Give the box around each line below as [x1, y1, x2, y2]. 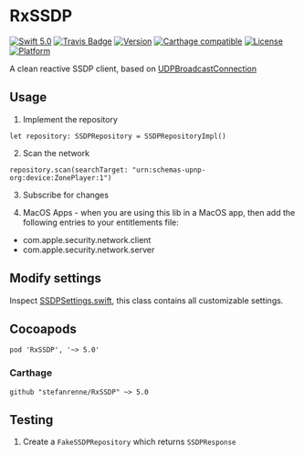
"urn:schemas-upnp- [131, 165, 206, 175]
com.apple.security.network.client [22, 234, 152, 245]
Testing [9, 412, 54, 428]
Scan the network [22, 147, 89, 158]
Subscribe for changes [22, 189, 110, 200]
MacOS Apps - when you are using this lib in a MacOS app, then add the [22, 207, 296, 217]
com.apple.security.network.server [22, 244, 155, 255]
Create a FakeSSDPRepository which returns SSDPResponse [22, 436, 236, 448]
